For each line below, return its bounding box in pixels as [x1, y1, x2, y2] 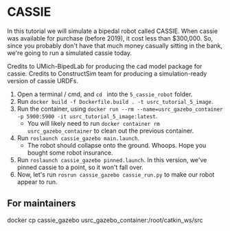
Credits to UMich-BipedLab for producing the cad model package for [7, 62, 203, 70]
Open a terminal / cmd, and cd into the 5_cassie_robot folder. [16, 90, 193, 98]
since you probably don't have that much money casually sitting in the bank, [7, 41, 223, 49]
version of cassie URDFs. [7, 76, 79, 85]
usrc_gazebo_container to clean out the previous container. [27, 126, 194, 135]
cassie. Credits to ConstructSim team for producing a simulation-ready [7, 69, 207, 78]
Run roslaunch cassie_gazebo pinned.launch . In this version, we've [16, 155, 207, 164]
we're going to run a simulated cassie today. [7, 49, 133, 57]
